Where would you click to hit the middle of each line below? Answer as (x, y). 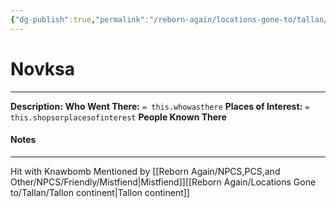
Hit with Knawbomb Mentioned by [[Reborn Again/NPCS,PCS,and (145, 171)
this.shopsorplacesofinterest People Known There (118, 117)
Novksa (43, 68)
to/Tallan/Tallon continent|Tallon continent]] (100, 192)
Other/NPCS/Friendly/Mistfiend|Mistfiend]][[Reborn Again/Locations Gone (163, 182)
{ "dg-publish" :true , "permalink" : (80, 19)
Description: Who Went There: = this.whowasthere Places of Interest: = (160, 106)
